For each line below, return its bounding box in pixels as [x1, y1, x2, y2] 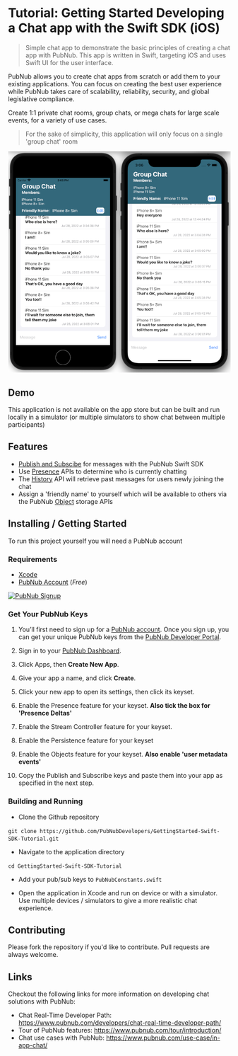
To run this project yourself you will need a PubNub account [8, 536, 183, 545]
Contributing [8, 924, 66, 936]
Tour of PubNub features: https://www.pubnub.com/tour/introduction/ [18, 1026, 222, 1035]
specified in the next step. [18, 779, 95, 787]
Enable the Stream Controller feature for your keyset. [18, 723, 172, 731]
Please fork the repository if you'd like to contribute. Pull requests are [8, 943, 210, 951]
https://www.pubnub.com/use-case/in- [106, 1033, 221, 1042]
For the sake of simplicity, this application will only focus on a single [25, 130, 223, 138]
